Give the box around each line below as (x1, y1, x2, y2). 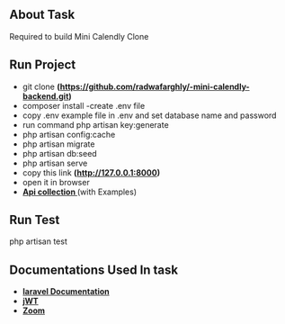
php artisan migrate (22, 139, 95, 149)
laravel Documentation (22, 286, 110, 297)
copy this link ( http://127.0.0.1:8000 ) (22, 166, 160, 178)
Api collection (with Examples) (22, 186, 138, 197)
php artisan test (9, 236, 67, 247)
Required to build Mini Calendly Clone (9, 31, 149, 41)
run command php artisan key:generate (22, 119, 169, 130)
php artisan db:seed (22, 148, 97, 158)
